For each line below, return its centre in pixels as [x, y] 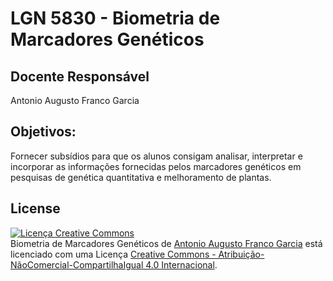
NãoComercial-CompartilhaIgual [77, 264]
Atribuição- [241, 254]
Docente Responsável [80, 76]
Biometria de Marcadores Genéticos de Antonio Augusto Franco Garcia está [166, 243]
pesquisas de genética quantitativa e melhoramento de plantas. [141, 177]
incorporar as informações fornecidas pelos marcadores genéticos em [156, 166]
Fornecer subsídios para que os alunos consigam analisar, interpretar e [156, 156]
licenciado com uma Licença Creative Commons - [113, 254]
